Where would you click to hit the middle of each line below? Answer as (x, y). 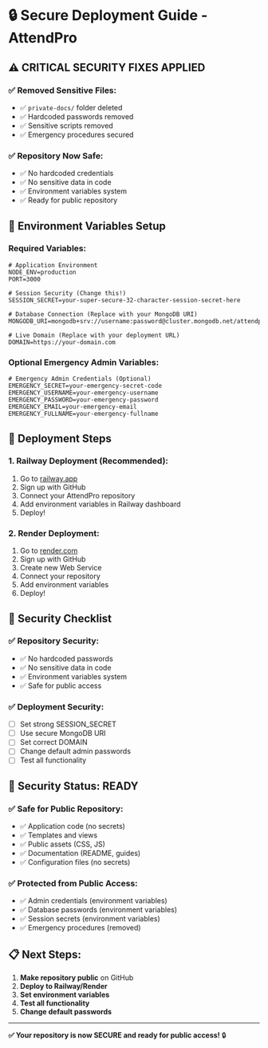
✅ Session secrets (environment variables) (90, 919)
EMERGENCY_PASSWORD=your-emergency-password (83, 400)
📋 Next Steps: (45, 954)
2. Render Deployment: (54, 533)
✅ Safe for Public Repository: (66, 809)
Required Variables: (47, 249)
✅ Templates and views (59, 835)
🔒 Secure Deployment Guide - (108, 16)
